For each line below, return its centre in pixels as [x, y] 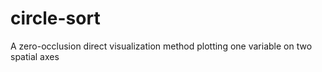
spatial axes [35, 56]
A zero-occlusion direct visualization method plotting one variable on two [161, 46]
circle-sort [55, 18]
